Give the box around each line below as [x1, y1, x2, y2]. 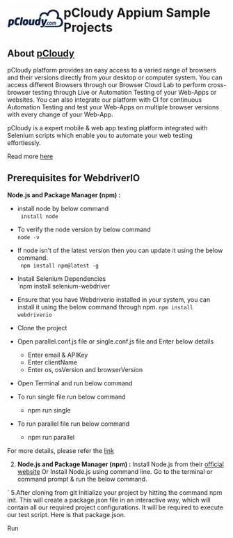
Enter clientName [27, 358, 78, 367]
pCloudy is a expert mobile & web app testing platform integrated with [7, 124, 208, 132]
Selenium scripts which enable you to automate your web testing [7, 131, 193, 139]
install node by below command [17, 204, 109, 213]
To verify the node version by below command [17, 225, 151, 233]
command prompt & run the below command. [17, 475, 147, 483]
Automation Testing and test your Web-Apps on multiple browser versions [7, 103, 219, 111]
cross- [207, 81, 227, 89]
